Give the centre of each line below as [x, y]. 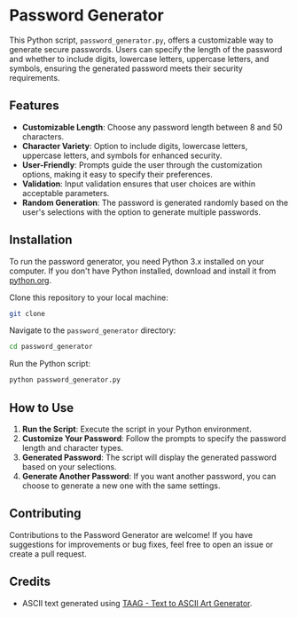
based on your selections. [69, 467]
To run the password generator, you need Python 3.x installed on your [137, 261]
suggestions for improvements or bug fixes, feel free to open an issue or [141, 544]
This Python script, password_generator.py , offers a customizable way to [141, 40]
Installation [41, 240]
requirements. [35, 77]
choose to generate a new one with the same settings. [121, 486]
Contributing [45, 514]
